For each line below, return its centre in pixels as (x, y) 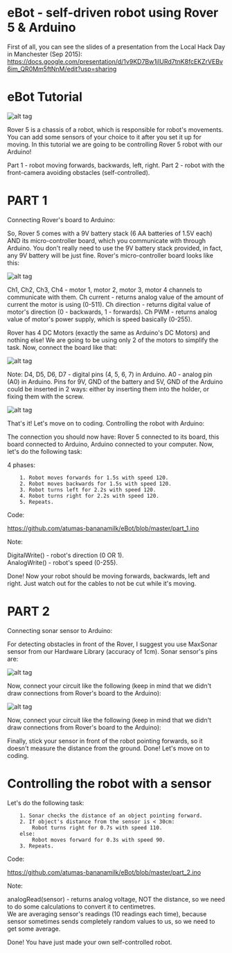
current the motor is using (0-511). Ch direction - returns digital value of (109, 304)
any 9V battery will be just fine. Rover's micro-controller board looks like (110, 255)
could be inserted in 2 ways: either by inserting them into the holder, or (108, 389)
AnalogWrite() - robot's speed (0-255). (62, 562)
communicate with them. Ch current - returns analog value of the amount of (115, 297)
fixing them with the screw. (46, 396)
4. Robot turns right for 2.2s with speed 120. (89, 496)
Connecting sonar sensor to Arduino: (60, 630)
